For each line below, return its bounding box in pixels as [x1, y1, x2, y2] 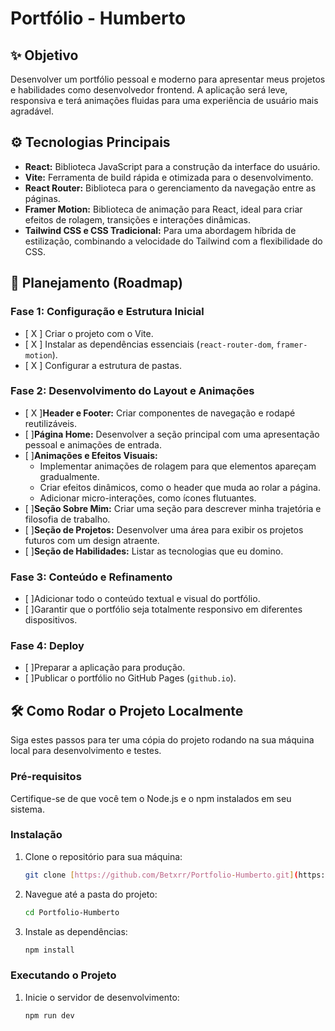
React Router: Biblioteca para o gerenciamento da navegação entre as [24, 182, 317, 194]
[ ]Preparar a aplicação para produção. [24, 662, 186, 674]
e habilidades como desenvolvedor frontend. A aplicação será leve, [10, 84, 288, 96]
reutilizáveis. [24, 417, 77, 429]
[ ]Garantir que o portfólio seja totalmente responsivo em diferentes [24, 603, 303, 616]
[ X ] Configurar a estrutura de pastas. [24, 359, 183, 371]
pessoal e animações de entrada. [24, 438, 162, 451]
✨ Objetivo [10, 47, 79, 64]
